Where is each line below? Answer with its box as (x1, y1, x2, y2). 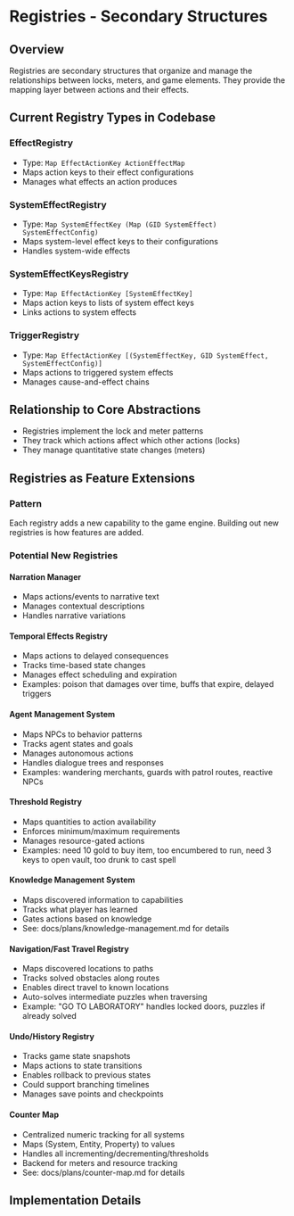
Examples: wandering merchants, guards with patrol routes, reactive (21, 766, 274, 777)
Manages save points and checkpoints (21, 1088, 164, 1099)
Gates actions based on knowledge (21, 914, 152, 924)
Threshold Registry (9, 797, 83, 807)
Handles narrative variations (21, 610, 127, 621)
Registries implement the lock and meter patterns (21, 426, 204, 436)
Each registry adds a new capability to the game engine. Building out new (9, 517, 279, 528)
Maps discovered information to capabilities (21, 895, 184, 906)
